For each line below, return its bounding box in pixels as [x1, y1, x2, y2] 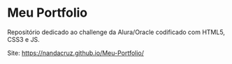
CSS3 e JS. [7, 35, 40, 43]
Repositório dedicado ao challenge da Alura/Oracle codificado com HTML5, [7, 28, 226, 36]
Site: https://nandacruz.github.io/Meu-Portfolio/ [7, 49, 145, 57]
